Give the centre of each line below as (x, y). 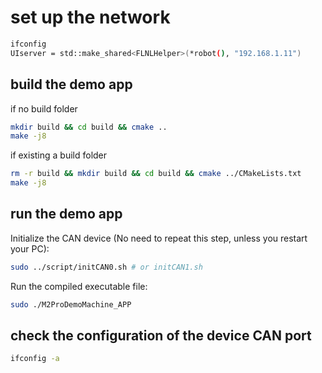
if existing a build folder (59, 155)
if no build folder (44, 108)
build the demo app (71, 84)
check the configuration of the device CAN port (161, 335)
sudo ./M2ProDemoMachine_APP (71, 304)
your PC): (30, 248)
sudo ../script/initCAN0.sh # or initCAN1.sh (106, 267)
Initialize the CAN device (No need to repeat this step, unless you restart (159, 238)
